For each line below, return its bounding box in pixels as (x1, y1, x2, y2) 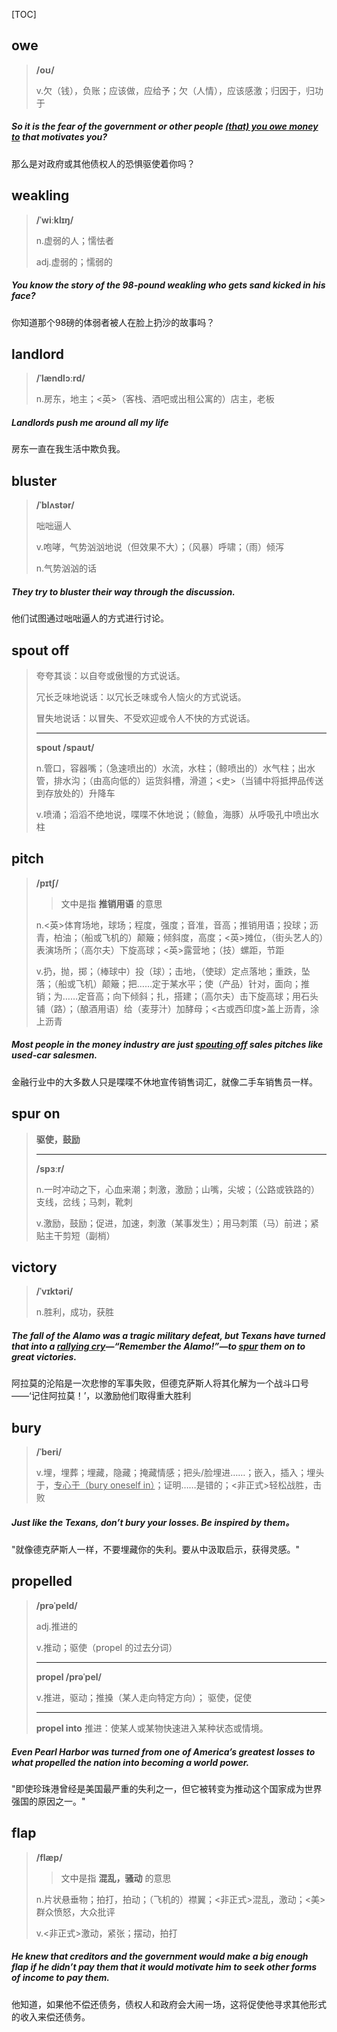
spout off (11, 642, 70, 659)
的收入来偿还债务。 (11, 2010, 91, 2023)
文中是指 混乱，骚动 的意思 (60, 1872, 172, 1884)
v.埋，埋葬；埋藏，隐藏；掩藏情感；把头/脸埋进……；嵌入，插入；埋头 (35, 1467, 325, 1479)
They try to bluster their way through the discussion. (11, 585, 236, 598)
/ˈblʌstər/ (35, 499, 75, 511)
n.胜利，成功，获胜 (35, 1306, 115, 1318)
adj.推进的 (35, 1620, 78, 1632)
